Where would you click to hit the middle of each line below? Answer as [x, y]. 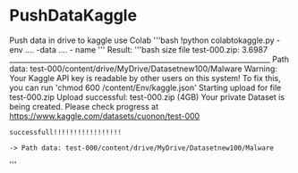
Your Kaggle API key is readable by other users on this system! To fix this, [145, 78]
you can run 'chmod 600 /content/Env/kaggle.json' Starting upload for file [145, 87]
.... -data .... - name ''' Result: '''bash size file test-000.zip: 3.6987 [147, 49]
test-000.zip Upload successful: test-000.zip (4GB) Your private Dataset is [147, 97]
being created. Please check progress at [84, 106]
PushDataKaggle [73, 16]
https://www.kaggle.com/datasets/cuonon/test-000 [105, 116]
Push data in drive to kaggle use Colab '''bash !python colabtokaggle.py [142, 40]
